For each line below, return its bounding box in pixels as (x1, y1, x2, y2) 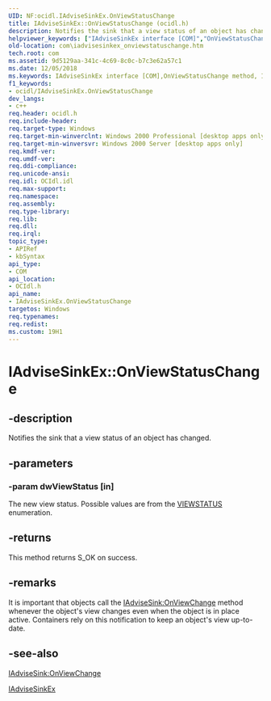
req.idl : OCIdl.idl (8, 177, 74, 186)
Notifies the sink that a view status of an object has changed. (8, 433, 212, 443)
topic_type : (8, 238, 48, 246)
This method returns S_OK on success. (8, 552, 138, 562)
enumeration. (8, 508, 52, 517)
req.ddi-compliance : (8, 163, 78, 171)
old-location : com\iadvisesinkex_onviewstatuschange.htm (8, 42, 204, 50)
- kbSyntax (8, 252, 45, 260)
